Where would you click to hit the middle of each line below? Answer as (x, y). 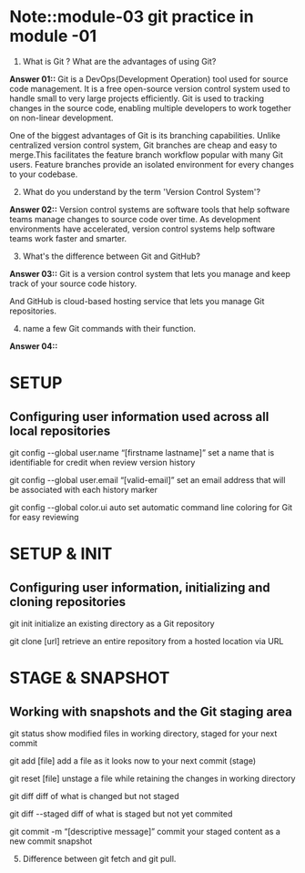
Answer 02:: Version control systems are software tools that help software (150, 209)
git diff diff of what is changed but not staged (94, 796)
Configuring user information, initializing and (140, 587)
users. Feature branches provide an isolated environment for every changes (152, 164)
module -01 (53, 36)
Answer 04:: (34, 346)
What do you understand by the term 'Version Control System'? (142, 191)
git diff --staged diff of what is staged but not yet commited (121, 814)
